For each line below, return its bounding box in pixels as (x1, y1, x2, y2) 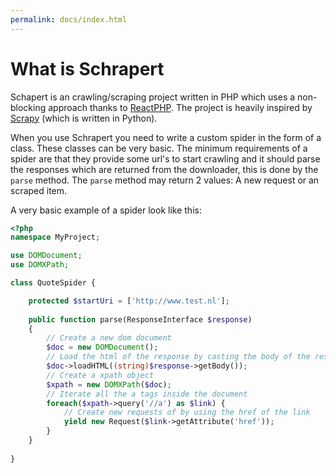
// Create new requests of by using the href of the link (63, 407, 311, 418)
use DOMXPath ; (10, 260, 70, 270)
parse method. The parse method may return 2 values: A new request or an (10, 174, 320, 186)
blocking (10, 101, 47, 113)
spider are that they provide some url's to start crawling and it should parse (10, 152, 321, 165)
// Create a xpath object (46, 370, 155, 380)
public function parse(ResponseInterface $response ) (28, 314, 253, 325)
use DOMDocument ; (10, 251, 83, 261)
